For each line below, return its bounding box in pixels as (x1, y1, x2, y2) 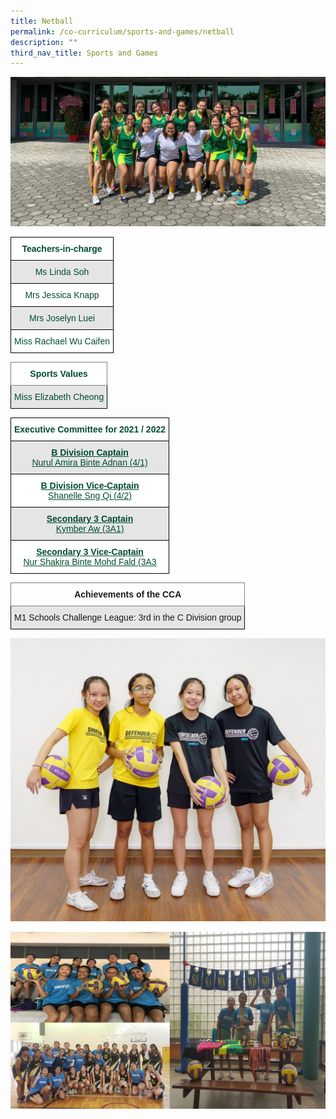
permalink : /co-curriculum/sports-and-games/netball (10, 26, 235, 37)
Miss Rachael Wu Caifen (14, 335, 111, 347)
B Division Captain (51, 446, 129, 458)
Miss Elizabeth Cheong (14, 391, 105, 402)
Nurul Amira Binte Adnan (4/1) (31, 456, 148, 468)
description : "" (10, 37, 78, 47)
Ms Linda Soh (34, 266, 90, 277)
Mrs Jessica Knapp (24, 289, 100, 300)
